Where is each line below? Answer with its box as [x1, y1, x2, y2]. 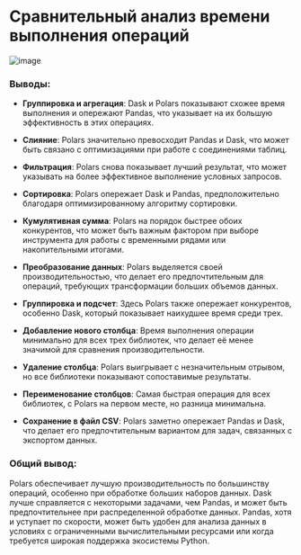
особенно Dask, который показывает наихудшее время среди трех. [22, 308, 284, 318]
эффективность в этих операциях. [22, 117, 155, 128]
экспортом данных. [22, 434, 98, 446]
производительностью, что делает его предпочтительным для [22, 272, 263, 282]
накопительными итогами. [22, 245, 124, 255]
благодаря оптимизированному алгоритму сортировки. [22, 198, 238, 209]
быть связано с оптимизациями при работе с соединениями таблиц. [22, 144, 288, 155]
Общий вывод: [9, 457, 77, 470]
